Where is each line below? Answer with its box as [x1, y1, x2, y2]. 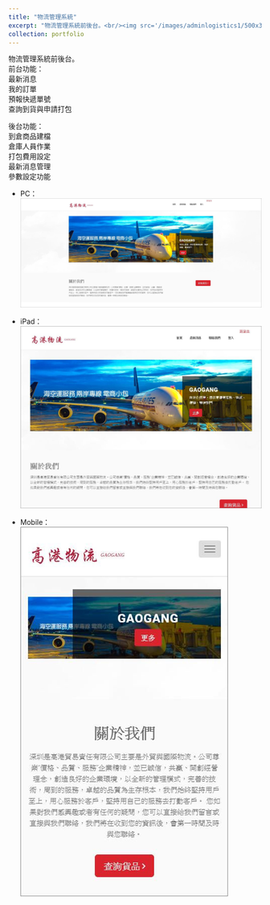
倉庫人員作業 [8, 142, 51, 151]
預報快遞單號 [8, 94, 51, 104]
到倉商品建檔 [8, 131, 51, 141]
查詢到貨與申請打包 [8, 105, 72, 114]
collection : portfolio [8, 30, 84, 38]
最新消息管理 [8, 162, 51, 171]
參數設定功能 [8, 171, 51, 181]
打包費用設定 [8, 151, 51, 161]
